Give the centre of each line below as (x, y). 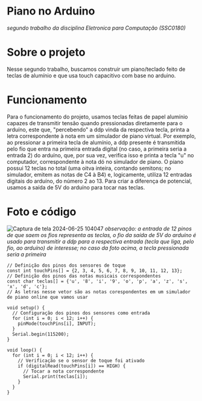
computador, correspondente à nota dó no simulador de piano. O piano (95, 161)
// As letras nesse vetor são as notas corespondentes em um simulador (99, 292)
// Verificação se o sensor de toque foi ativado (81, 360)
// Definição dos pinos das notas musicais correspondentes (84, 276)
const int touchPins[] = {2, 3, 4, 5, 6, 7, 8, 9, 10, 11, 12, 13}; (95, 270)
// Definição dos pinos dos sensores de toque (66, 265)
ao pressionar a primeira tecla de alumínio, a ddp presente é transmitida (96, 142)
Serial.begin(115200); (41, 334)
